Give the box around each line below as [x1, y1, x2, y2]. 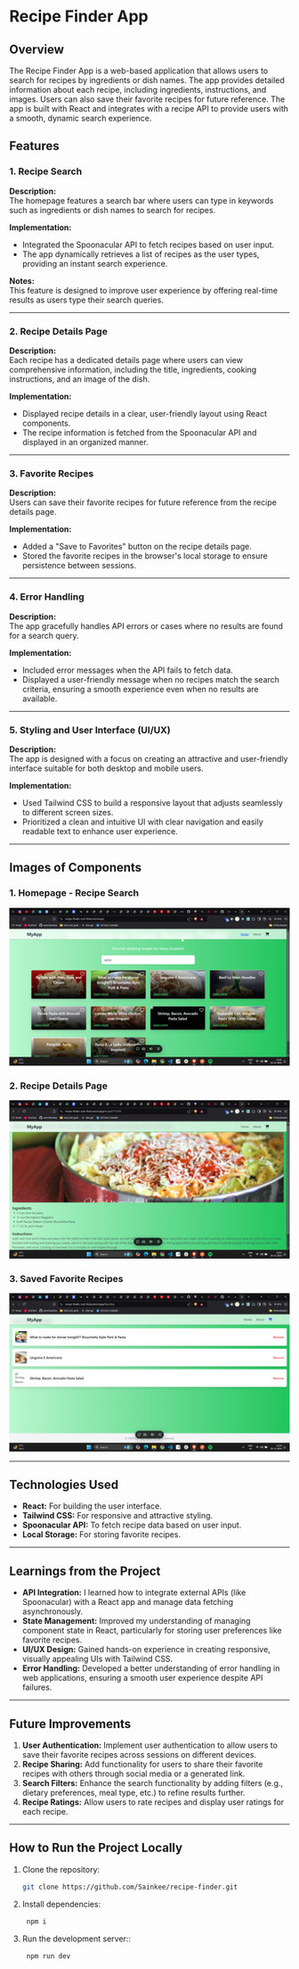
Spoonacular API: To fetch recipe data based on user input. [21, 1519, 242, 1531]
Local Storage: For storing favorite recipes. [21, 1529, 181, 1540]
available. [21, 693, 58, 704]
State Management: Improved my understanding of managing [21, 1616, 251, 1626]
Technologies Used [9, 1477, 118, 1493]
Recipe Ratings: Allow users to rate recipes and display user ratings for [21, 1797, 285, 1808]
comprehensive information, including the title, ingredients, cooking [9, 364, 257, 375]
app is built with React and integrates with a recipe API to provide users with [9, 103, 289, 113]
